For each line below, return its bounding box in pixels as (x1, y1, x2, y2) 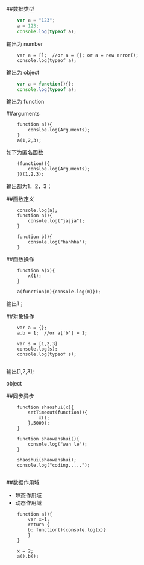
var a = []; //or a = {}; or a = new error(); (17, 52, 139, 58)
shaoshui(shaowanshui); (17, 457, 77, 463)
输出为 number (6, 40, 43, 47)
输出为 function (6, 98, 45, 105)
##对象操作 (6, 313, 34, 320)
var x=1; (28, 517, 50, 523)
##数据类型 (6, 5, 34, 12)
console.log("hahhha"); (28, 239, 87, 245)
